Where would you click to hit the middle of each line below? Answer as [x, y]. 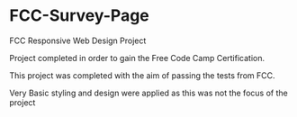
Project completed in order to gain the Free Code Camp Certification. [137, 58]
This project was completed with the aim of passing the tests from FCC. [143, 75]
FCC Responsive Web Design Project [78, 40]
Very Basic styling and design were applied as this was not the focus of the [148, 93]
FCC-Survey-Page [80, 16]
